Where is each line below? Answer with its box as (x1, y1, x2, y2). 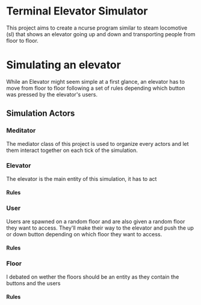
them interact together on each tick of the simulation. (6, 146, 138, 154)
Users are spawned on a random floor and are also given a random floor (6, 218, 185, 225)
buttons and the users (6, 279, 61, 287)
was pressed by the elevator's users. (6, 90, 98, 98)
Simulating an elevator (6, 58, 122, 72)
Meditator (6, 127, 36, 135)
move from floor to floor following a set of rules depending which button (6, 84, 185, 92)
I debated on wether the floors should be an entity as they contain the (6, 273, 179, 280)
